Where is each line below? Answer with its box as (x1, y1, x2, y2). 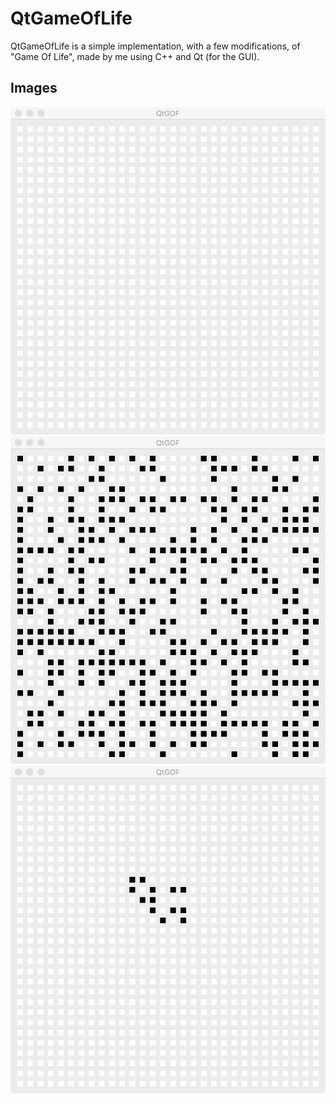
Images (10, 80, 58, 97)
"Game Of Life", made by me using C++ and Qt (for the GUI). (10, 50, 260, 62)
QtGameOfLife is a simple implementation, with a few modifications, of (10, 40, 301, 52)
